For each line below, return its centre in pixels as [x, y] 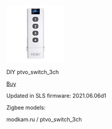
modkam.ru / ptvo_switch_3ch [44, 119]
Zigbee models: [26, 108]
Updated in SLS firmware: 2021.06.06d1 [56, 96]
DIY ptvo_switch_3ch [33, 72]
